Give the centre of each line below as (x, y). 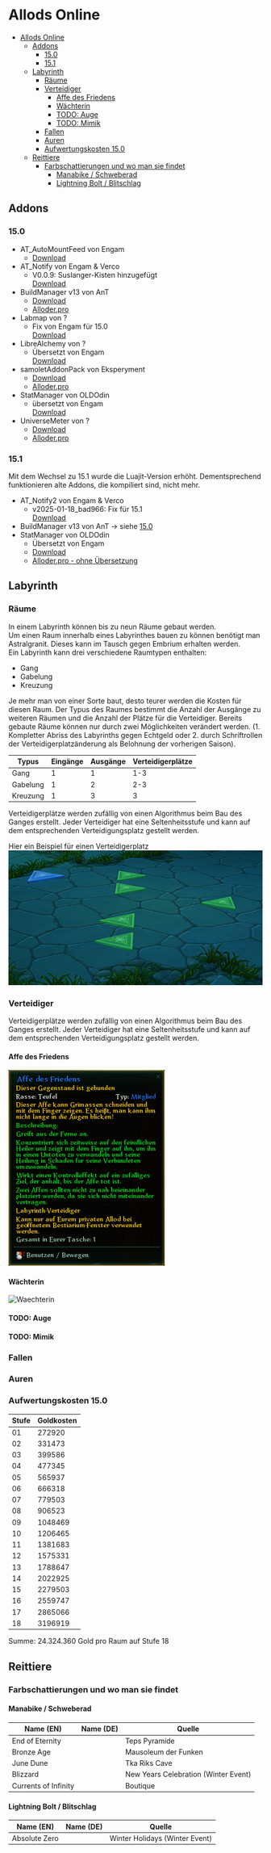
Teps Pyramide (150, 1741)
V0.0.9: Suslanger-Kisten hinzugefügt (94, 275)
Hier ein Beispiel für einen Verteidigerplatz (79, 846)
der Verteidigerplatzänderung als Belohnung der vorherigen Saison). (122, 744)
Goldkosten (57, 1421)
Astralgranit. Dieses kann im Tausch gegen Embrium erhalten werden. (124, 644)
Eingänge (67, 761)
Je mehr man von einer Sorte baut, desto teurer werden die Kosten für (125, 701)
